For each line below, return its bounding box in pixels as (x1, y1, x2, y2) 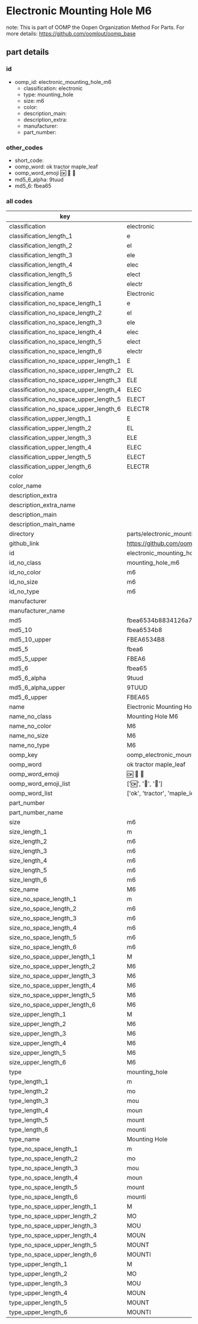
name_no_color (9, 722, 52, 730)
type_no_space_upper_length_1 (9, 1202, 97, 1210)
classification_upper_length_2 (9, 424, 92, 432)
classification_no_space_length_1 (9, 299, 102, 307)
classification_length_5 (9, 270, 72, 279)
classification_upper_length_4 (9, 444, 92, 452)
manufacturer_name (9, 607, 65, 615)
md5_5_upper (9, 655, 48, 663)
